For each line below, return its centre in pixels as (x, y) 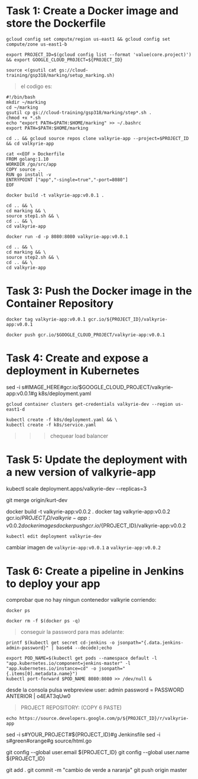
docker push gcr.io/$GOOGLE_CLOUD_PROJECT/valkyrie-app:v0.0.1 (86, 335)
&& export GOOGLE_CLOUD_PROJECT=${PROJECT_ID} (64, 60)
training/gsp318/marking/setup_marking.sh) (61, 75)
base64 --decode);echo (84, 648)
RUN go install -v (29, 175)
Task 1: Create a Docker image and (92, 11)
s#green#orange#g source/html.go (49, 741)
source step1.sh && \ (33, 216)
